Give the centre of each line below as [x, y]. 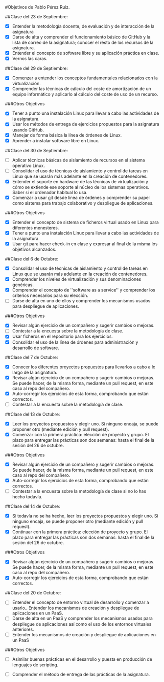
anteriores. [23, 629]
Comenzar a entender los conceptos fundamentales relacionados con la [85, 78]
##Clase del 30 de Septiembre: [36, 150]
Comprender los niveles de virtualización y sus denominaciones [77, 279]
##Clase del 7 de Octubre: [32, 357]
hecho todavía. [27, 497]
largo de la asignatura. [35, 372]
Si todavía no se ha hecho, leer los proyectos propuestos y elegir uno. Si [85, 516]
